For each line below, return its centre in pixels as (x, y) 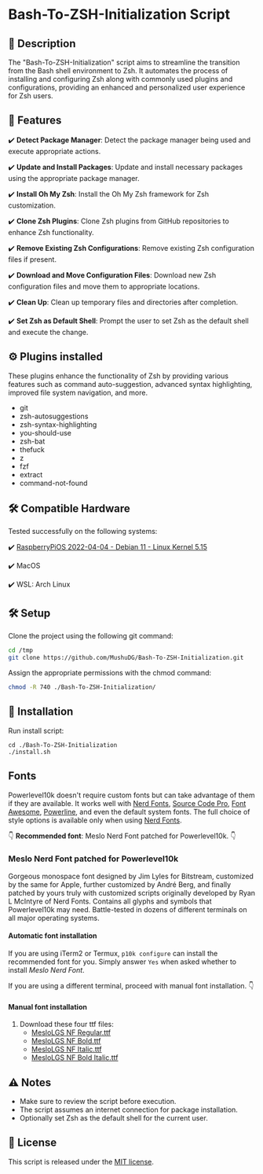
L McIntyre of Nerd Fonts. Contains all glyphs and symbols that (110, 901)
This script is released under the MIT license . (81, 1161)
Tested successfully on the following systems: (83, 532)
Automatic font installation (53, 936)
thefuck (32, 449)
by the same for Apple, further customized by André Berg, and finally (120, 884)
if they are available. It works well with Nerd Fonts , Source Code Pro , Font (127, 803)
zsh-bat (32, 441)
